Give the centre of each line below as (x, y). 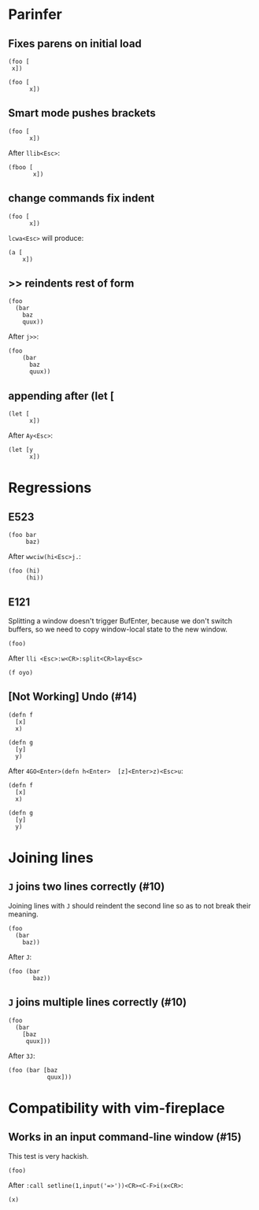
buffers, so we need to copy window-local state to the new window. (118, 629)
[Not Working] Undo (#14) (73, 697)
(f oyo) (21, 673)
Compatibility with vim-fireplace (117, 1108)
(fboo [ (21, 167)
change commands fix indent (81, 198)
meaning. (23, 914)
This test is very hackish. (48, 1156)
